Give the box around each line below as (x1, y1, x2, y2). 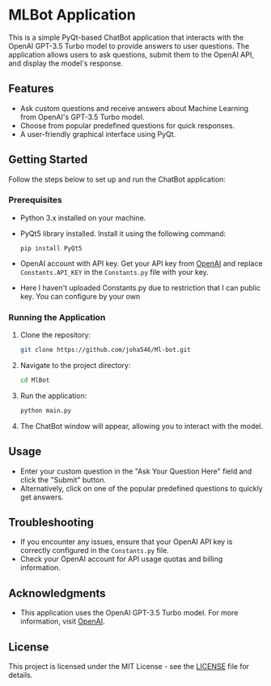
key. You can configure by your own (19, 291, 141, 301)
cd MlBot (19, 376, 50, 384)
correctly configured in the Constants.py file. (19, 546, 170, 555)
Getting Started (8, 152, 88, 167)
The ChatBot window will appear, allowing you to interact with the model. (19, 421, 264, 431)
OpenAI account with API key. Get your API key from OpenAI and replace (19, 258, 263, 268)
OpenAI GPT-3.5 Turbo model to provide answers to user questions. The (8, 41, 250, 50)
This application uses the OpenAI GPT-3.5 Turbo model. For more (19, 608, 239, 618)
